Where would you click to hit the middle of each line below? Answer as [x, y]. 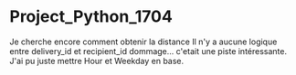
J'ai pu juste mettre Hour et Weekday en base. [97, 61]
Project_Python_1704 [91, 17]
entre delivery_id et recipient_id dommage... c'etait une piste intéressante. [148, 51]
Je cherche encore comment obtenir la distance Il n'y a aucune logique [143, 42]
